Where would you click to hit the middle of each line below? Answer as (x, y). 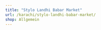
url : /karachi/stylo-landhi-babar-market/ (50, 15)
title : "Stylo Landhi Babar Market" (44, 10)
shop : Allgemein (22, 19)
